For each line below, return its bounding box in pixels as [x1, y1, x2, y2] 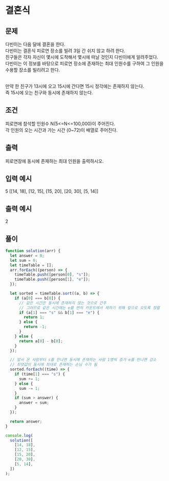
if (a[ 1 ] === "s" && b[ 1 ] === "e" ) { [18, 310, 100, 315]
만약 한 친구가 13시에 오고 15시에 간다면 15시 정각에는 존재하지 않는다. [5, 83, 144, 89]
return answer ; [10, 419, 43, 424]
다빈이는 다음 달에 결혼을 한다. [5, 41, 66, 47]
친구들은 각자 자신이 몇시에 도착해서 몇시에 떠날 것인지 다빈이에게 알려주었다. [5, 54, 159, 60]
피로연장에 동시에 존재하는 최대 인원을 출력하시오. [5, 158, 104, 164]
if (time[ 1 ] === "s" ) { [14, 372, 66, 377]
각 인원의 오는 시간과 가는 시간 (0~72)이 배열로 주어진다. [5, 127, 118, 133]
